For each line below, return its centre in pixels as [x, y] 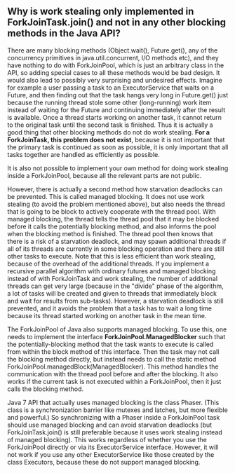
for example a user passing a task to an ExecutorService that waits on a [111, 88]
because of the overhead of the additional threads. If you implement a [108, 263]
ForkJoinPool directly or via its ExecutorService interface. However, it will [113, 447]
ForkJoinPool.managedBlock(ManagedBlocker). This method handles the [113, 366]
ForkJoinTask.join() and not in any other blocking [117, 23]
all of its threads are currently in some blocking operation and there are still [116, 249]
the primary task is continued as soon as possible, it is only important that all [118, 147]
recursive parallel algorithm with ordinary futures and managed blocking [112, 271]
